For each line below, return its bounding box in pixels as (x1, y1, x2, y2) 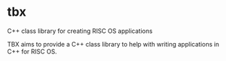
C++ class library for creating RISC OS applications (7, 27, 153, 35)
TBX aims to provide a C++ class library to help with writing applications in (7, 40, 220, 48)
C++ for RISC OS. (7, 47, 57, 56)
